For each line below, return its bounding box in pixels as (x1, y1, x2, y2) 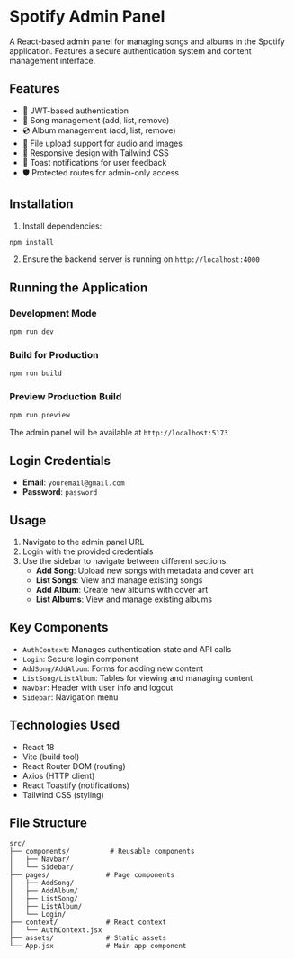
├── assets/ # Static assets (9, 934, 167, 943)
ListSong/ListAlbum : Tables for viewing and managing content (22, 672, 254, 683)
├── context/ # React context (9, 918, 167, 928)
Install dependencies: (22, 220, 102, 231)
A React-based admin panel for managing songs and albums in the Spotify (9, 36, 285, 47)
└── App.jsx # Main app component (9, 942, 187, 951)
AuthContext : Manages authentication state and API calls (22, 643, 232, 654)
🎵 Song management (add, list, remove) (22, 114, 170, 125)
